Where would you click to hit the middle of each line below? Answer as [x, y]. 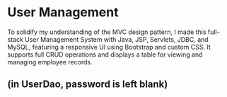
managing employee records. [50, 62]
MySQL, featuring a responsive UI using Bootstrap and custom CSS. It [109, 47]
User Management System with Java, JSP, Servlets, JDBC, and [116, 39]
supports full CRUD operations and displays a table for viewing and [105, 55]
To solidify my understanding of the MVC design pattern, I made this [107, 32]
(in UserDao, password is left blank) [88, 85]
